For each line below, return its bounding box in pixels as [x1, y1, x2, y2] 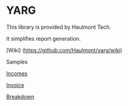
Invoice [6, 81, 25, 89]
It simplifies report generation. [6, 35, 81, 42]
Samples [6, 58, 28, 65]
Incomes [6, 69, 28, 77]
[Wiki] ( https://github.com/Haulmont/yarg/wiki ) [6, 46, 123, 54]
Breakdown [6, 93, 35, 100]
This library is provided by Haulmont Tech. [6, 23, 111, 31]
